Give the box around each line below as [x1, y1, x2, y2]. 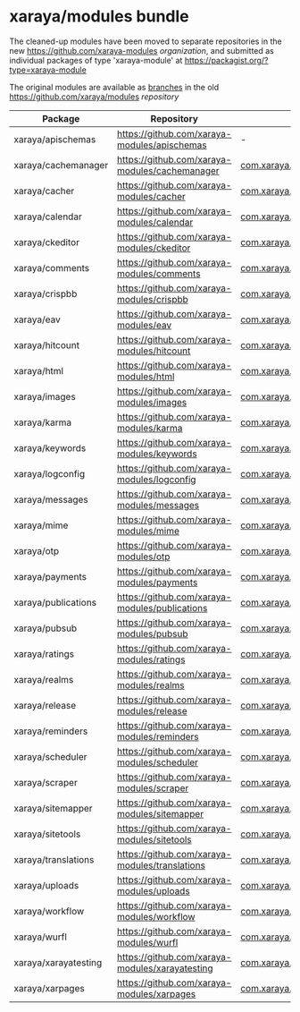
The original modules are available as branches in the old [9, 81, 220, 92]
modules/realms [116, 678, 185, 691]
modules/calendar [116, 216, 194, 228]
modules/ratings [116, 653, 186, 666]
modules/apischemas [116, 139, 207, 151]
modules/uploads [116, 884, 190, 897]
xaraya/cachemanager [13, 158, 109, 171]
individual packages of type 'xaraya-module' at [9, 55, 183, 65]
